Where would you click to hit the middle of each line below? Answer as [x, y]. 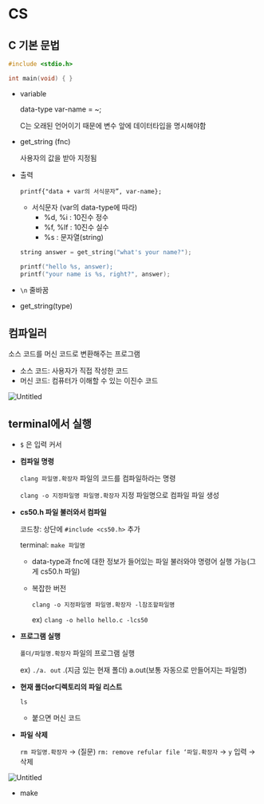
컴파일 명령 [37, 461]
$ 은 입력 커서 [41, 444]
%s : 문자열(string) [73, 237]
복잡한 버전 [49, 588]
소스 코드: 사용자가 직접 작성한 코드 [74, 371]
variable [33, 93]
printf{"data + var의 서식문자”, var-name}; [91, 191]
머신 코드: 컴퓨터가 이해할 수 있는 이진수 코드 [89, 381]
